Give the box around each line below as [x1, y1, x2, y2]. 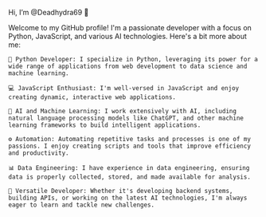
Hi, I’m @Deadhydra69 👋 [8, 8, 89, 17]
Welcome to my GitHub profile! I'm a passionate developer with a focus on [8, 23, 252, 32]
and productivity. [8, 149, 69, 157]
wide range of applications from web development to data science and [8, 62, 248, 70]
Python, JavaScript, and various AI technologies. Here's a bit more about [8, 32, 247, 41]
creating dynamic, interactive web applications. [8, 93, 177, 101]
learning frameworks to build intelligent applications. [8, 121, 201, 129]
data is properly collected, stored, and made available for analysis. [8, 173, 251, 181]
